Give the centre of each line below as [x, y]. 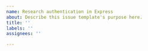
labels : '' [20, 28]
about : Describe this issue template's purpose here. [75, 17]
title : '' [18, 23]
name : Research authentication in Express [60, 12]
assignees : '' [24, 34]
